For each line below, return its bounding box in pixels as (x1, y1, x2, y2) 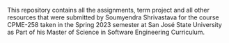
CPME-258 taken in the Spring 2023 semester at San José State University (7, 21, 223, 28)
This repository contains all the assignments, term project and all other (7, 6, 210, 14)
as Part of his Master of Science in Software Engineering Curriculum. (7, 28, 205, 36)
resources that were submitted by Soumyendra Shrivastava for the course (7, 13, 219, 21)
